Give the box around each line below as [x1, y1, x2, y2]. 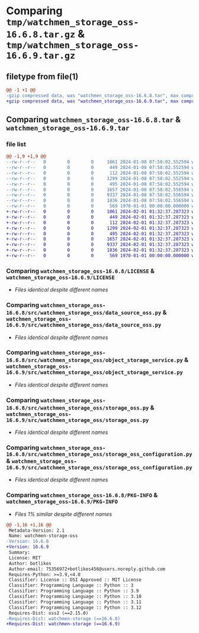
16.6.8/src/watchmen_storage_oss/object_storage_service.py [6, 357, 184, 364]
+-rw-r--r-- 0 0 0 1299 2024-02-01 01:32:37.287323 [6, 225, 190, 231]
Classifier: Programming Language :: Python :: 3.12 [8, 605, 142, 610]
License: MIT [8, 555, 41, 561]
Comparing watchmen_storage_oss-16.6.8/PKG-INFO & [6, 491, 158, 499]
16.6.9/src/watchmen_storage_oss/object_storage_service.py [6, 369, 184, 376]
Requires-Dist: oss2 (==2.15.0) [8, 610, 89, 616]
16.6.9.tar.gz [6, 50, 76, 62]
